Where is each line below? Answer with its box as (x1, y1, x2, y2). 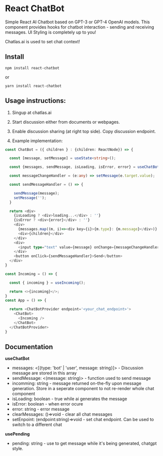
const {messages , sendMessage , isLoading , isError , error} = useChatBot (9, 164, 160, 170)
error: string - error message (12, 406, 70, 412)
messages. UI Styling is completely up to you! (5, 29, 96, 35)
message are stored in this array (12, 370, 77, 376)
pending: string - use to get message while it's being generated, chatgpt (12, 440, 157, 446)
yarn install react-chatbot (5, 83, 62, 88)
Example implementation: (12, 138, 63, 144)
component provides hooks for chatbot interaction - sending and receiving (5, 24, 154, 30)
